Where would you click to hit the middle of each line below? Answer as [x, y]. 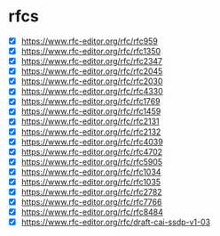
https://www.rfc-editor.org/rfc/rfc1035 [91, 182]
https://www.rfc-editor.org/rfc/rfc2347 [92, 61]
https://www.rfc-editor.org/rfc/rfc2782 [91, 191]
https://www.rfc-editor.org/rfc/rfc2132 [91, 132]
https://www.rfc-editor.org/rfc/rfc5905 [92, 161]
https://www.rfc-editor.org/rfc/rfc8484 [92, 212]
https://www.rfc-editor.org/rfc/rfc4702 [92, 151]
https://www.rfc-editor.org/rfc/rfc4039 [92, 142]
